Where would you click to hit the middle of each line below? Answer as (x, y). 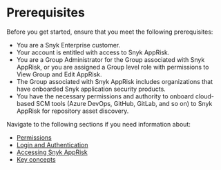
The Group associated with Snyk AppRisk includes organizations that (115, 81)
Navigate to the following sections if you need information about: (98, 124)
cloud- (205, 96)
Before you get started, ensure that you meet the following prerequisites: (110, 32)
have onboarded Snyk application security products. (91, 89)
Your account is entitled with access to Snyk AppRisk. (93, 52)
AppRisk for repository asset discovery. (73, 111)
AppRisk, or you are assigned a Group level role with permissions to (113, 67)
